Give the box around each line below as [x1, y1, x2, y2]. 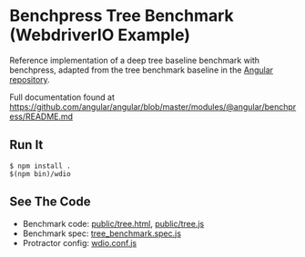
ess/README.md [9, 111, 74, 122]
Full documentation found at [9, 92, 116, 103]
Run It [9, 137, 44, 153]
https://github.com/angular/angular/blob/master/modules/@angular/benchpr [9, 101, 297, 112]
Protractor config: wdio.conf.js [22, 237, 137, 248]
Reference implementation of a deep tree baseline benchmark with [9, 54, 260, 65]
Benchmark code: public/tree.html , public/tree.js [22, 218, 205, 229]
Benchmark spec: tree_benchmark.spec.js [22, 228, 182, 239]
